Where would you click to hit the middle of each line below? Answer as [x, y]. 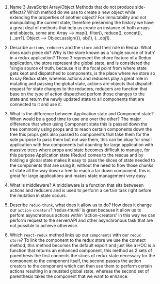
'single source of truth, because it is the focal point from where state [78, 68]
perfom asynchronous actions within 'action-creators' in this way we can [82, 215]
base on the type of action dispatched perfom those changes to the [77, 94]
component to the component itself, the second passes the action [75, 261]
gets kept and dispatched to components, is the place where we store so [82, 73]
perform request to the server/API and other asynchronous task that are [81, 220]
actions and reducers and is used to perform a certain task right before [80, 190]
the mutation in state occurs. [38, 195]
